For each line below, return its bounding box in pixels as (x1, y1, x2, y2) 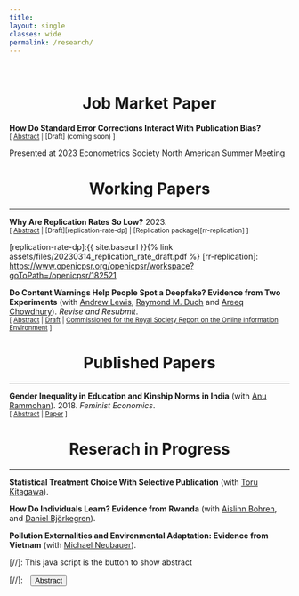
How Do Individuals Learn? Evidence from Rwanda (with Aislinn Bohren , (9, 503, 278, 514)
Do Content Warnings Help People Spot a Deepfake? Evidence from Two (9, 287, 281, 298)
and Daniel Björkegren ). (9, 513, 96, 523)
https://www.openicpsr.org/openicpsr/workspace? (9, 261, 194, 271)
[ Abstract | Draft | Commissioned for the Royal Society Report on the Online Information (9, 316, 279, 325)
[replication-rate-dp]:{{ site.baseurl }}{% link (9, 242, 174, 253)
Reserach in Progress (69, 439, 230, 459)
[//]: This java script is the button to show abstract (9, 557, 193, 568)
